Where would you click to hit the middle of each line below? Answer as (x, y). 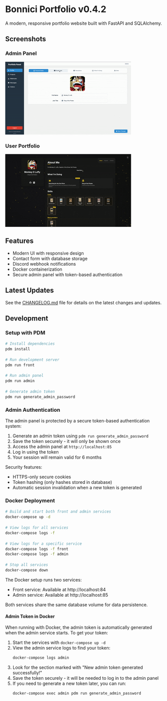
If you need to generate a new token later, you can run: (69, 683)
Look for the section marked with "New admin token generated (78, 667)
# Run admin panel (24, 376)
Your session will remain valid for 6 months (57, 458)
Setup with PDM (25, 333)
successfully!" (27, 673)
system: (13, 426)
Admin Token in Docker (30, 616)
